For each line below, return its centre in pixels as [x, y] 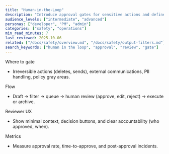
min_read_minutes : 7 [27, 33]
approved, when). [31, 126]
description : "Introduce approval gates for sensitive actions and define [85, 15]
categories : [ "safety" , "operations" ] [46, 29]
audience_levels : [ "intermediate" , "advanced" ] [56, 19]
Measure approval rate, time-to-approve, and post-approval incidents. [85, 146]
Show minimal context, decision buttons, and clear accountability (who [86, 121]
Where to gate [20, 61]
